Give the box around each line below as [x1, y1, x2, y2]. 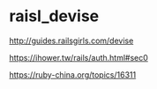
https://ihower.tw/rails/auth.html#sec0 [9, 52, 148, 63]
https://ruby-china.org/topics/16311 [9, 69, 137, 80]
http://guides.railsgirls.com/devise [9, 35, 134, 46]
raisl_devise [9, 6, 100, 26]
